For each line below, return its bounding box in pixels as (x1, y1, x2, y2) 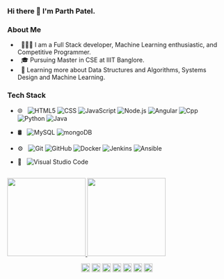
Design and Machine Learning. (17, 73, 106, 82)
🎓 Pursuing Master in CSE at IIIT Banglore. (20, 56, 145, 65)
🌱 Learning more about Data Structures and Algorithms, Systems (20, 66, 207, 74)
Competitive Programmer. (17, 48, 92, 56)
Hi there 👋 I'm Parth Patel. (7, 6, 96, 16)
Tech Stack (7, 90, 47, 100)
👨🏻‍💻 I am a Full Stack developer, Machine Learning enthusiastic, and (20, 41, 218, 49)
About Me (7, 24, 42, 34)
